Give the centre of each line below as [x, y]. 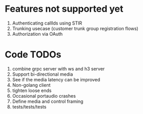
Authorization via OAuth [37, 34]
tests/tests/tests [29, 107]
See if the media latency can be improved [56, 79]
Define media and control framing [48, 101]
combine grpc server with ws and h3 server [58, 69]
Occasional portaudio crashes [44, 96]
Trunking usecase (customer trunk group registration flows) [75, 28]
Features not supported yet [64, 9]
